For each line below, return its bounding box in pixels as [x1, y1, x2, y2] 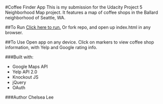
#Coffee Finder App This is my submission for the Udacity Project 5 [5, 4, 143, 10]
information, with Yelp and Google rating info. [5, 45, 97, 50]
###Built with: [5, 54, 34, 60]
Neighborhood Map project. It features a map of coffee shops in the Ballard [5, 9, 158, 15]
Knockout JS [12, 74, 39, 80]
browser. [5, 30, 23, 35]
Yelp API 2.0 [12, 69, 38, 75]
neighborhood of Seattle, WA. [5, 15, 66, 20]
